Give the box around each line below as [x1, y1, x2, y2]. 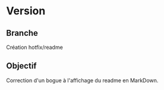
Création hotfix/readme [6, 44, 64, 51]
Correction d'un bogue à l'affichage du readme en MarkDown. [6, 76, 159, 84]
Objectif [6, 61, 37, 71]
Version [6, 4, 46, 18]
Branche [6, 28, 39, 38]
